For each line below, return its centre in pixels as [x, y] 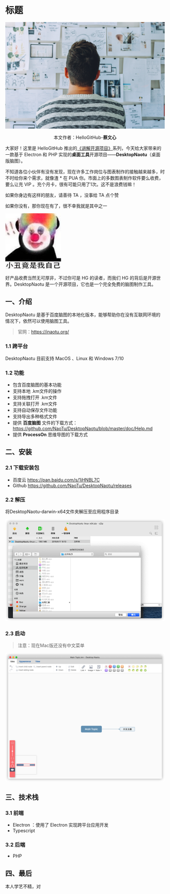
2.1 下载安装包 [22, 468]
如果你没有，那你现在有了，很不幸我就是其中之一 [56, 205]
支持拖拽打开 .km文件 [35, 398]
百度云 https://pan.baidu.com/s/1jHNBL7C [56, 479]
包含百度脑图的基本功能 [37, 385]
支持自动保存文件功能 [35, 410]
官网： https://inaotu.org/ [43, 332]
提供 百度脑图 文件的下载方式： [45, 423]
